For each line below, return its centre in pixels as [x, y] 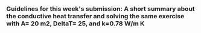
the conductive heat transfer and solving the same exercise [95, 16]
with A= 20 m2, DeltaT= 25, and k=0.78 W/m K [75, 24]
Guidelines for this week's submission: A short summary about [101, 9]
